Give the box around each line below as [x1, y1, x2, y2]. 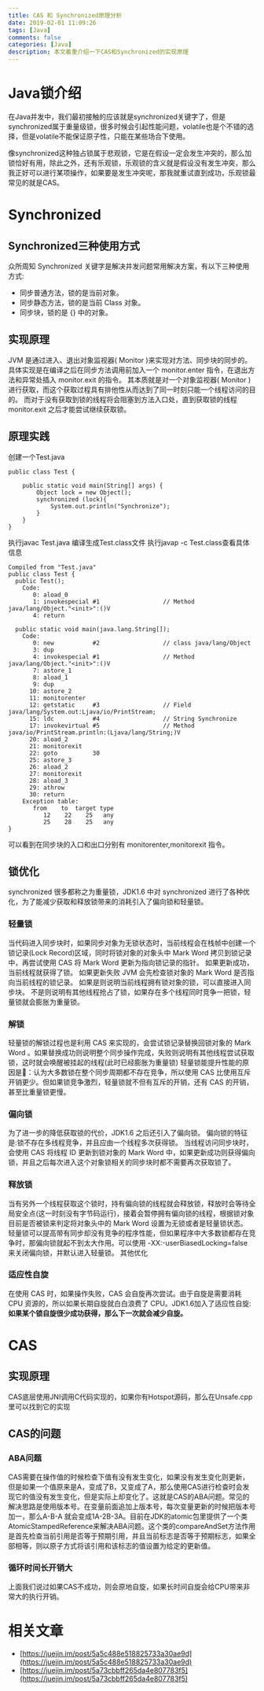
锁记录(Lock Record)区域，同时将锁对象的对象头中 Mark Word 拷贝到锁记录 [8, 947, 252, 957]
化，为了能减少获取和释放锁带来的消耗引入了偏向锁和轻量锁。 [8, 897, 208, 906]
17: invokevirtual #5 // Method [28, 722, 195, 729]
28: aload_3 [28, 777, 68, 785]
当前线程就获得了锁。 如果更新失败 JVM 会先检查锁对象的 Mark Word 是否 [8, 967, 247, 977]
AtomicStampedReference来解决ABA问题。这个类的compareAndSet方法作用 [8, 1521, 256, 1530]
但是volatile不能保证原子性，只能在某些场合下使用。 [21, 131, 190, 141]
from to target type [32, 804, 114, 812]
